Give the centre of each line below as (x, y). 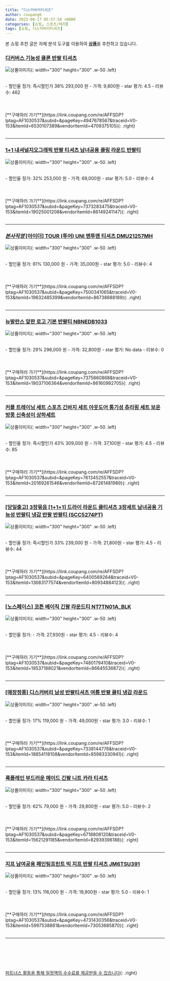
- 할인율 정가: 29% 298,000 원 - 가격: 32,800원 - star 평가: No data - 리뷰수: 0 (85, 350)
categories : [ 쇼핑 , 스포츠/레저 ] (37, 24)
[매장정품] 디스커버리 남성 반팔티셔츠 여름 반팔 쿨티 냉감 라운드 (76, 692)
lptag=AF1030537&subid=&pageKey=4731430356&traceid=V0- (71, 920)
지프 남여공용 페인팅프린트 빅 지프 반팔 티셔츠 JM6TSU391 (73, 864)
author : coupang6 (24, 15)
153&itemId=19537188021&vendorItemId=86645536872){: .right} (73, 668)
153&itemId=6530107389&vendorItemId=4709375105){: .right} (70, 126)
